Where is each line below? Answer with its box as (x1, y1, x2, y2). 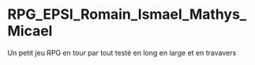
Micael (7, 22, 53, 40)
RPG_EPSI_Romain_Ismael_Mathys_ (7, 5, 247, 23)
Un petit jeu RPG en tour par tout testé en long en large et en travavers (7, 48, 237, 57)
